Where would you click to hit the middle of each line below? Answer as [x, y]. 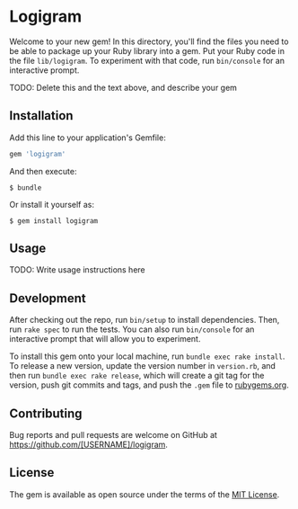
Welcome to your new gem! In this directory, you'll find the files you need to [149, 41]
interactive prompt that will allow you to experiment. [105, 339]
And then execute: [43, 171]
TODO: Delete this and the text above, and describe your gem [123, 87]
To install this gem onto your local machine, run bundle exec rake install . [147, 356]
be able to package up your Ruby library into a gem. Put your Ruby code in [147, 50]
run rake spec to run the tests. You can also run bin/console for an [132, 329]
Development [48, 298]
